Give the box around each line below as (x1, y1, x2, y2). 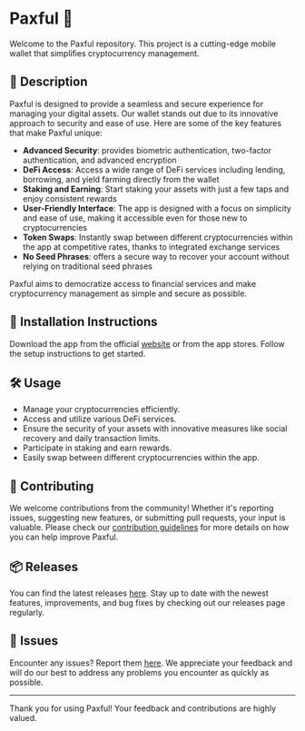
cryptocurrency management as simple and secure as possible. (9, 288, 248, 299)
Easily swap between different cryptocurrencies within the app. (22, 452, 261, 463)
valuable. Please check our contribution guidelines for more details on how (9, 522, 290, 533)
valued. (9, 712, 38, 723)
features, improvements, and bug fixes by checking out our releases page (9, 598, 286, 608)
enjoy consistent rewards (22, 193, 118, 203)
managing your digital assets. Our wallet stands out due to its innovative (9, 108, 279, 119)
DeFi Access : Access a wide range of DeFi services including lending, (22, 163, 286, 175)
